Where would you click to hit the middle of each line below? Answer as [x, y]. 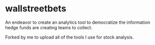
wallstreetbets [36, 9]
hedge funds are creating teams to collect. [49, 27]
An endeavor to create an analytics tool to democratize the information [78, 22]
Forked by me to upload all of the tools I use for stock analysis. [70, 37]
